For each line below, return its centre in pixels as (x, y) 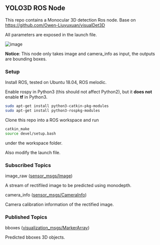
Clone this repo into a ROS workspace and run (52, 120)
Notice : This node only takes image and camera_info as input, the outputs (80, 54)
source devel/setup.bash (31, 134)
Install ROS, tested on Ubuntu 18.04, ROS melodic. (56, 82)
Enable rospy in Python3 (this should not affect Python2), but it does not (79, 92)
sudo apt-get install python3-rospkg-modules (52, 110)
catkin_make (17, 129)
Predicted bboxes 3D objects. (35, 237)
